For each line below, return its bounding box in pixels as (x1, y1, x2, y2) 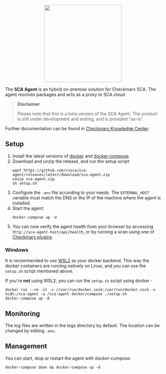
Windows (5, 246, 29, 253)
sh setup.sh (12, 181, 37, 186)
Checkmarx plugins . (12, 234, 53, 240)
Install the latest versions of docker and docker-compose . (12, 153, 130, 159)
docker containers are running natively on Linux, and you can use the (5, 263, 146, 269)
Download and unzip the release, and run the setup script (12, 158, 129, 164)
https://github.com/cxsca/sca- (23, 168, 88, 173)
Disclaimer (17, 101, 41, 107)
